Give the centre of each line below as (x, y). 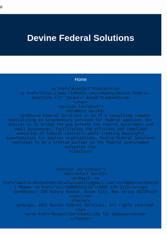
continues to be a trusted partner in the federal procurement (81, 142)
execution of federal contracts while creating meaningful (81, 133)
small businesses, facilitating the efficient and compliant (81, 129)
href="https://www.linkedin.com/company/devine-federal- (89, 93)
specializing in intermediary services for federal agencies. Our (81, 120)
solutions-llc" (48, 97)
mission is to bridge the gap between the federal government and (81, 124)
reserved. (145, 205)
